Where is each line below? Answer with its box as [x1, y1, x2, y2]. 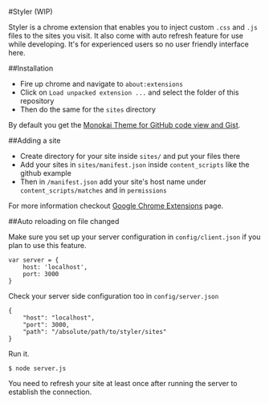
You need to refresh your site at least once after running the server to [8, 379, 238, 388]
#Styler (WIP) [8, 7, 54, 16]
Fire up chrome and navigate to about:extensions [19, 79, 183, 88]
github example [19, 169, 72, 177]
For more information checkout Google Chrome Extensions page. [8, 201, 224, 210]
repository [19, 96, 55, 105]
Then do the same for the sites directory [19, 104, 157, 114]
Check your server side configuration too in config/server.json [8, 291, 219, 300]
